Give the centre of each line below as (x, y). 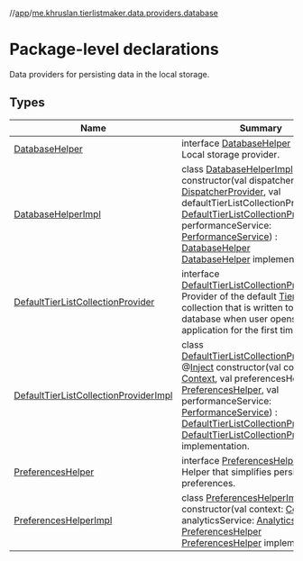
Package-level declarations (114, 50)
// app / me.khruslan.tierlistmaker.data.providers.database (114, 13)
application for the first (230, 330)
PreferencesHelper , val (230, 389)
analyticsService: (218, 520)
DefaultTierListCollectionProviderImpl (93, 395)
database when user (225, 319)
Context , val (207, 378)
